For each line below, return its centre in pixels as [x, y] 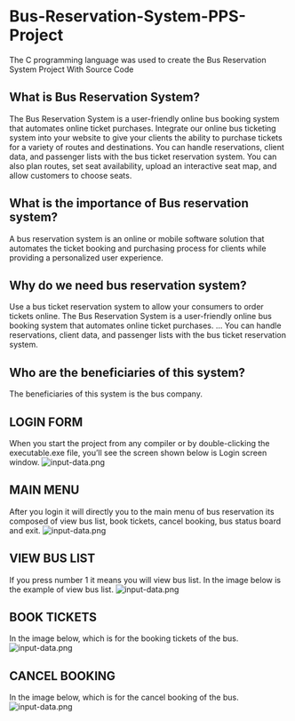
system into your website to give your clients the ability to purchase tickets [146, 137]
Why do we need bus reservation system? [128, 285]
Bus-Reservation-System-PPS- [128, 16]
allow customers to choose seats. [71, 175]
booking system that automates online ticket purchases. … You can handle [145, 325]
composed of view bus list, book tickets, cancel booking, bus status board [145, 521]
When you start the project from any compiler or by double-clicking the [140, 443]
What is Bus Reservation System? [104, 97]
